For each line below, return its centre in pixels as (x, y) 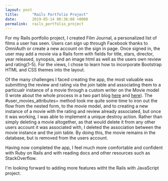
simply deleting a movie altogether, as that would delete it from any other (80, 122)
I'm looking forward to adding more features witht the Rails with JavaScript (82, 168)
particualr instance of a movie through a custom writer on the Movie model (82, 90)
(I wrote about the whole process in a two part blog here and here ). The (79, 95)
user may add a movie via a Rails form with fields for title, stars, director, (79, 54)
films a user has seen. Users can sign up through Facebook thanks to (77, 43)
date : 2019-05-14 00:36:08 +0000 (47, 19)
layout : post (19, 10)
